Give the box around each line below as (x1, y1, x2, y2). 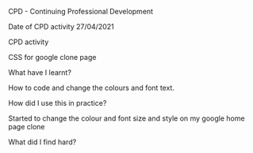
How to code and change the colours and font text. (8, 83, 174, 92)
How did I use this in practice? (8, 99, 107, 107)
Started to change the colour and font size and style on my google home (8, 114, 245, 123)
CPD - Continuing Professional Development (8, 7, 153, 16)
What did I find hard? (8, 137, 77, 147)
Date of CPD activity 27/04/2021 (8, 22, 115, 31)
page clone (8, 122, 45, 131)
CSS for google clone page (8, 53, 97, 62)
